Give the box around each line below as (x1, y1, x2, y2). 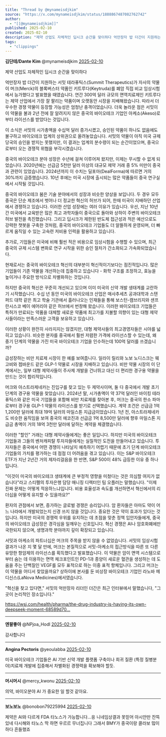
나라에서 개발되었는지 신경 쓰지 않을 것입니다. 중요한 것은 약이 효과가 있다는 (10, 508, 156, 514)
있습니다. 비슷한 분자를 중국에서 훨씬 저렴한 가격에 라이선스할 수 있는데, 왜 (14, 332, 157, 338)
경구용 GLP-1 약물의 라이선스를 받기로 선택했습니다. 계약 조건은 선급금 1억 (18, 403, 160, 409)
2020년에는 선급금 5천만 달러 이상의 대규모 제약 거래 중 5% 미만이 (23, 162, 152, 168)
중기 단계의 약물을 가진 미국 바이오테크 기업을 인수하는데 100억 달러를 (5, 338, 139, 344)
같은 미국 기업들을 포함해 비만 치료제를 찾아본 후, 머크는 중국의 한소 (22, 396, 152, 402)
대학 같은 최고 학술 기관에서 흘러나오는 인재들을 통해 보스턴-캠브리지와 (14, 297, 150, 303)
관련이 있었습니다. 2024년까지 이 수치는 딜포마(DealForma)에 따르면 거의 (10, 168, 152, 174)
